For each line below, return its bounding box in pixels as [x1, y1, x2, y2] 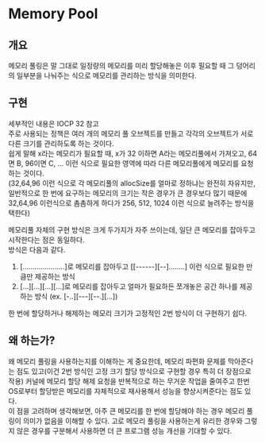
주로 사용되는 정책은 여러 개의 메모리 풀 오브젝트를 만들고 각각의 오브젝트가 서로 [8, 129, 254, 138]
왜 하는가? [8, 334, 56, 348]
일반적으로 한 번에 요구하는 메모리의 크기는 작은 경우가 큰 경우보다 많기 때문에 [8, 188, 248, 198]
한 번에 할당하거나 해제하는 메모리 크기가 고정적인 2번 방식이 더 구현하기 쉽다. [8, 308, 248, 318]
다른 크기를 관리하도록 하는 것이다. [8, 138, 114, 148]
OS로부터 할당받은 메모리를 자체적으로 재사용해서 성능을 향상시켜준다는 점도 [8, 386, 244, 395]
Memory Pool [8, 5, 98, 23]
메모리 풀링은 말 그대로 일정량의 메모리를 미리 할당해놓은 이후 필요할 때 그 [8, 61, 235, 70]
